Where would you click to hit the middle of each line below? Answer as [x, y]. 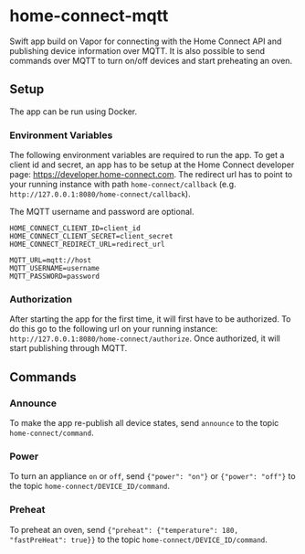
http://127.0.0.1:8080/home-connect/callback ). [100, 194]
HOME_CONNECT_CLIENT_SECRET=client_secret [91, 237]
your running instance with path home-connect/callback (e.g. [123, 185]
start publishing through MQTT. [68, 348]
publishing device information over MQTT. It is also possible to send [137, 50]
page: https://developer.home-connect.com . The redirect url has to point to [151, 175]
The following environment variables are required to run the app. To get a [147, 155]
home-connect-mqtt [89, 16]
